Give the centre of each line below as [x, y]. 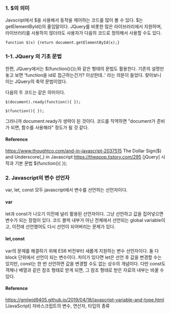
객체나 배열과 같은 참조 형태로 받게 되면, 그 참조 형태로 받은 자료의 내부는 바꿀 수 [85, 270]
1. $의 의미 [17, 8]
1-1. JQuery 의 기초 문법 [34, 56]
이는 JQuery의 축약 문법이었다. [36, 81]
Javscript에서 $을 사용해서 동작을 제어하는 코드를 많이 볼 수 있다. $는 [74, 20]
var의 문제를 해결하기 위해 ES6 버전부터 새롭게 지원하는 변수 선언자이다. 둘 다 [82, 251]
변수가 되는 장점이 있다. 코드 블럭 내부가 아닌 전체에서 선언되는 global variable [83, 220]
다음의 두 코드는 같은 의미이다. [35, 92]
